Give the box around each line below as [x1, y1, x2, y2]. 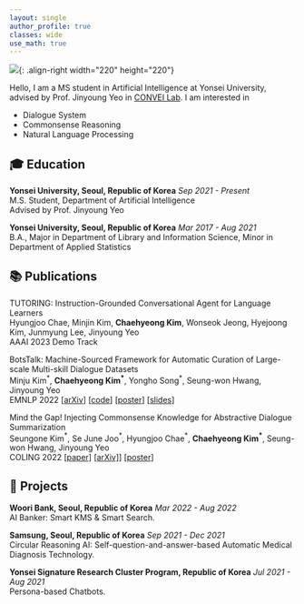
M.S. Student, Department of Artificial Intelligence [9, 195, 195, 206]
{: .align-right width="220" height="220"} [18, 65, 175, 75]
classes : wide [9, 30, 64, 39]
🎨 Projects [9, 478, 69, 494]
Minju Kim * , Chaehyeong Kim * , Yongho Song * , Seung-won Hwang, [9, 373, 261, 386]
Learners [9, 307, 44, 318]
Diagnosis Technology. [9, 549, 95, 559]
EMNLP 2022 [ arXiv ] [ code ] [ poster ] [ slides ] [9, 394, 175, 405]
